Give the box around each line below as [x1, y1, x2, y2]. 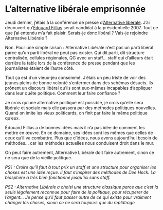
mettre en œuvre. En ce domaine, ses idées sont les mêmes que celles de [5, 130, 153, 135]
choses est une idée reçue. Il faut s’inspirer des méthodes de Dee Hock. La [5, 169, 156, 175]
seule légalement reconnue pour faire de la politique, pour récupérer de [5, 189, 149, 195]
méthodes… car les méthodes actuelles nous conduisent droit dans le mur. [5, 140, 155, 146]
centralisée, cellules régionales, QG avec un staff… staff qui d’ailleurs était [5, 55, 153, 60]
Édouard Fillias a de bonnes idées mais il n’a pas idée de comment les [5, 124, 145, 130]
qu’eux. [5, 115, 20, 121]
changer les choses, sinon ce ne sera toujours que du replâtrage [5, 199, 135, 205]
